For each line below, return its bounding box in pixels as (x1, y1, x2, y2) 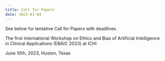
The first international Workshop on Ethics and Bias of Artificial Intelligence (5, 35, 160, 41)
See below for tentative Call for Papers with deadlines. (5, 25, 118, 31)
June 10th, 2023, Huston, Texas (5, 50, 71, 56)
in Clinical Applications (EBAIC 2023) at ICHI (5, 40, 97, 46)
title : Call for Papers (5, 7, 55, 12)
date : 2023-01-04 (5, 12, 42, 17)
